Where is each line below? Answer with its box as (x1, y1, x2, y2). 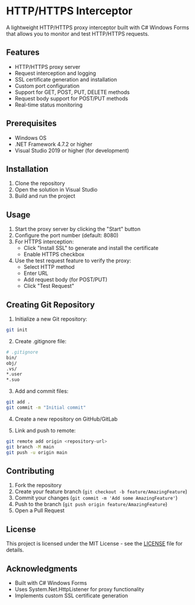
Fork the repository (14, 482, 62, 489)
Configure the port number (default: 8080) (14, 232, 119, 239)
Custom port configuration (14, 82, 80, 89)
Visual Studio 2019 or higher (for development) (14, 147, 129, 154)
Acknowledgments (6, 563, 78, 573)
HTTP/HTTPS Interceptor (6, 4, 133, 18)
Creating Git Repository (6, 299, 95, 310)
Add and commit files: (14, 388, 69, 395)
